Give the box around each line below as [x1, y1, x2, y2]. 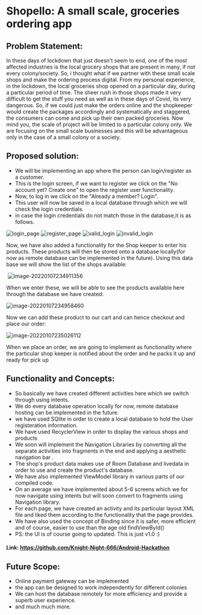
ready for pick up [6, 356, 49, 363]
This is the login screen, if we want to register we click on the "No [14, 179, 179, 187]
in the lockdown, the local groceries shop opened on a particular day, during [6, 82, 195, 90]
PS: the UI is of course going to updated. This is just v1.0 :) [14, 530, 161, 537]
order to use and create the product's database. [14, 466, 134, 474]
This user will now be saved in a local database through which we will [14, 199, 188, 206]
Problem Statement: [6, 41, 83, 51]
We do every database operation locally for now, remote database [14, 402, 179, 410]
